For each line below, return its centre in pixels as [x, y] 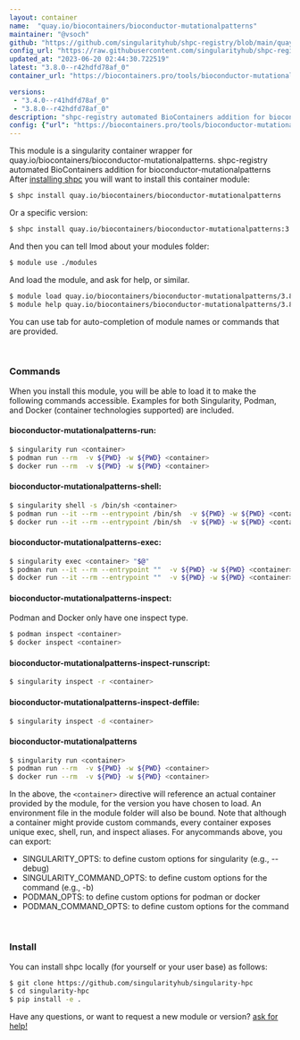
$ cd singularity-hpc [50, 991]
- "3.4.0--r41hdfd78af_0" [61, 100]
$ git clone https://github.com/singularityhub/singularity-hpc [131, 983]
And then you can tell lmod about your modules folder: [109, 246]
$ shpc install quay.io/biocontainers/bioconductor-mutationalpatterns [145, 196]
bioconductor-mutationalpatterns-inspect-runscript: [110, 662]
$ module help [36, 304]
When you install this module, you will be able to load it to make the [133, 391]
